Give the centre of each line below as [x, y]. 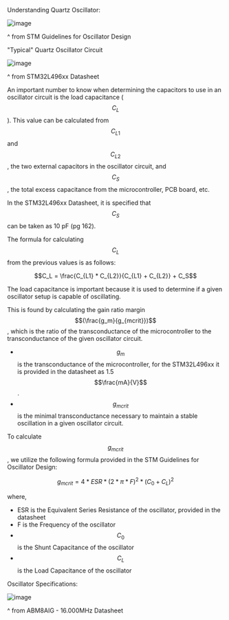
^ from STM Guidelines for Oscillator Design [69, 36]
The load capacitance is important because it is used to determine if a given [115, 289]
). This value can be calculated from [58, 120]
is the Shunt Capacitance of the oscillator [76, 547]
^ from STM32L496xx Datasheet [53, 76]
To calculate [24, 436]
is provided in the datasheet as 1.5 [65, 371]
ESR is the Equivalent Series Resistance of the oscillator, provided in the [119, 510]
